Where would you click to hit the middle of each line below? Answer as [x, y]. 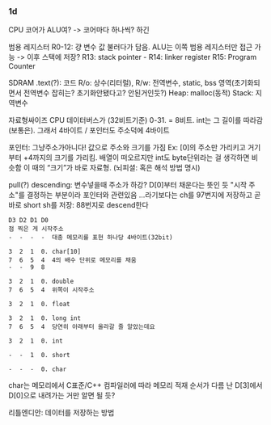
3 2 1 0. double [41, 282]
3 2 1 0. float [39, 305]
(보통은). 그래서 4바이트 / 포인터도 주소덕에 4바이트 [89, 130]
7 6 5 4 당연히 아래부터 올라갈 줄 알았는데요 [82, 327]
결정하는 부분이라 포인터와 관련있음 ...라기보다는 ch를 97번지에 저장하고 [140, 195]
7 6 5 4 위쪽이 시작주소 [51, 290]
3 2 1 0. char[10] [45, 252]
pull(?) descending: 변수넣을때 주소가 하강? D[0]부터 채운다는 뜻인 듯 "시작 [128, 185]
